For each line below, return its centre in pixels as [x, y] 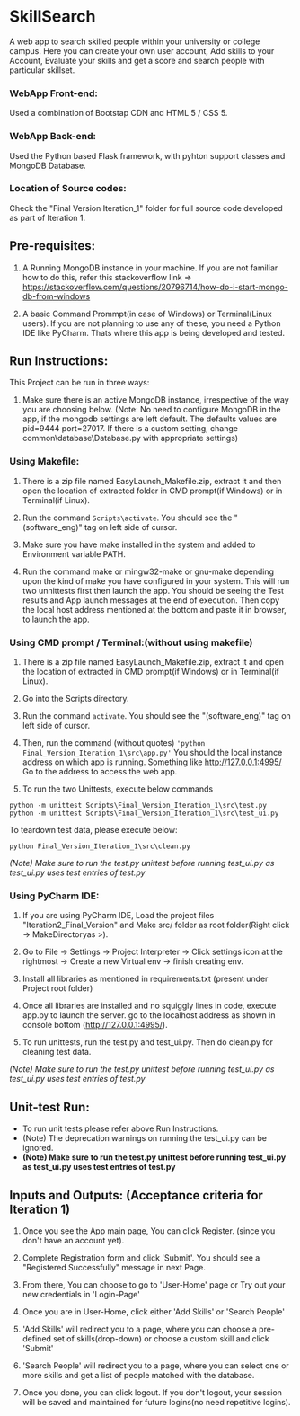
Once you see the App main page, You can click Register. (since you [149, 1230]
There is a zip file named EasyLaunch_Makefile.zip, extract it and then [152, 481]
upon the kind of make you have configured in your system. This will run [156, 580]
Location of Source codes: [68, 189]
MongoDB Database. [48, 165]
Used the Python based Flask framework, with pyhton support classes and [147, 155]
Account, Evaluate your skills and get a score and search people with [137, 60]
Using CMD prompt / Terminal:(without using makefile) [131, 642]
